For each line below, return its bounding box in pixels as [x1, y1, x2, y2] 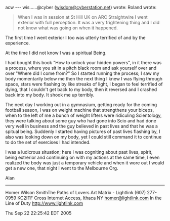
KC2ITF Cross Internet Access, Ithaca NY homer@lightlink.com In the [17, 195, 162, 201]
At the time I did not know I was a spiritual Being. [5, 50, 107, 56]
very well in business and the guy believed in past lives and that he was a [5, 123, 158, 129]
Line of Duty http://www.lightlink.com [5, 200, 83, 206]
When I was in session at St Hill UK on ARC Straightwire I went [17, 14, 148, 20]
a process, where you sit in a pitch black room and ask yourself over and [5, 65, 157, 71]
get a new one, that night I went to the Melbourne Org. [5, 165, 118, 171]
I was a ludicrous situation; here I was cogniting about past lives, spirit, [5, 149, 153, 155]
